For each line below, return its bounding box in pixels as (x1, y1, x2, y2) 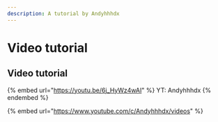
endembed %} (7, 93, 49, 101)
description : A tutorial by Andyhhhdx (7, 10, 120, 17)
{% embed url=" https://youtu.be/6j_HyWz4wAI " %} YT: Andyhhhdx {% (7, 86, 212, 94)
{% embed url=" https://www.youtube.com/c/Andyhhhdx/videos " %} (7, 107, 204, 115)
